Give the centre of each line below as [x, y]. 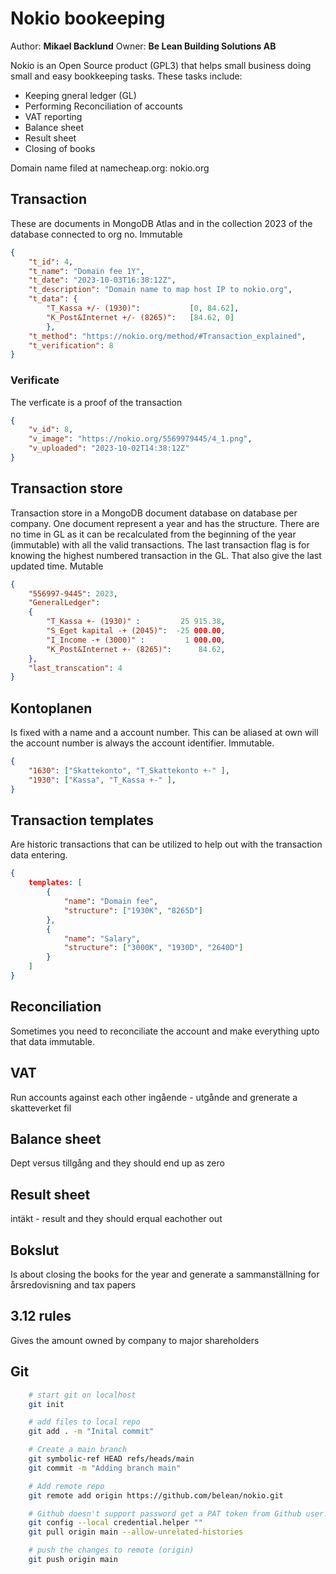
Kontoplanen [51, 708]
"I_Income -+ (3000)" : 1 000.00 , [136, 640]
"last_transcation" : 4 [75, 668]
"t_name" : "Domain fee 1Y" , [86, 271]
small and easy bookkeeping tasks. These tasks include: [126, 76]
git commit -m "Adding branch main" [105, 1468]
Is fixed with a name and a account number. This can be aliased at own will [164, 733]
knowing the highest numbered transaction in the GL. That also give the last [166, 555]
